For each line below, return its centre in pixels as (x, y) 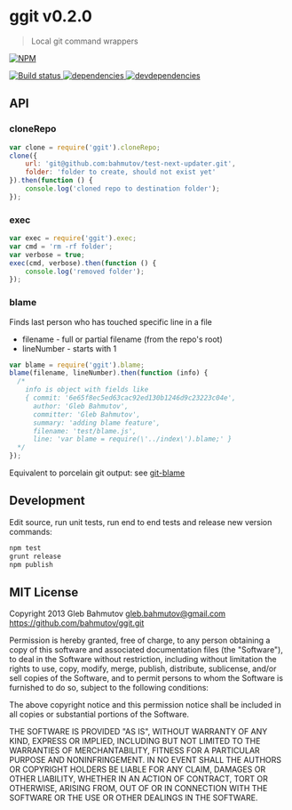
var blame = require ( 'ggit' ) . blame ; (77, 365)
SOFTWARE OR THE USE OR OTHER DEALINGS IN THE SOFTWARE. (134, 798)
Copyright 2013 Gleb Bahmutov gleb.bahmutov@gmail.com (118, 614)
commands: (31, 531)
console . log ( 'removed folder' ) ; (85, 271)
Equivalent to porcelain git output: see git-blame (97, 473)
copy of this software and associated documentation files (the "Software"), (146, 650)
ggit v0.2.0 (51, 16)
